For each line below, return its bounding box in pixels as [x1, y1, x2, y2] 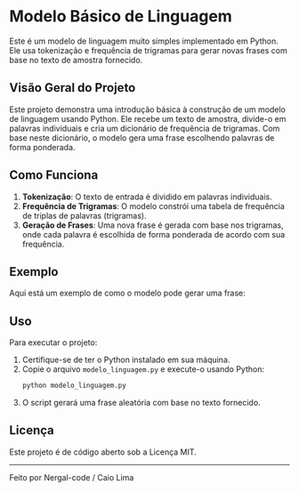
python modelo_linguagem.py [21, 381, 126, 391]
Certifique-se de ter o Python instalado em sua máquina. [21, 354, 230, 366]
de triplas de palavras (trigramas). [21, 210, 147, 221]
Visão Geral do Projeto [9, 80, 136, 95]
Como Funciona [9, 167, 99, 183]
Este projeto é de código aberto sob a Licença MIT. [9, 447, 198, 457]
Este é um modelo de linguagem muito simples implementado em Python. [9, 36, 279, 46]
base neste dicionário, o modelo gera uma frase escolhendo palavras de [9, 132, 275, 143]
